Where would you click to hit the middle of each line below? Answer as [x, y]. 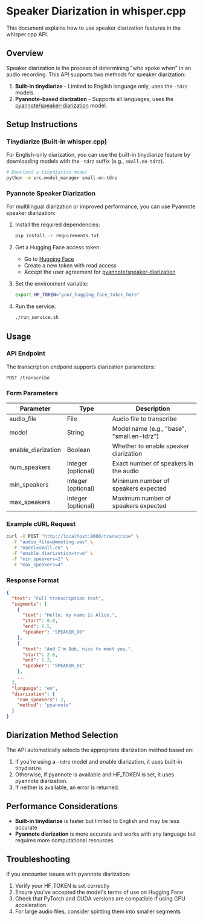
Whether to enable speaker [150, 446]
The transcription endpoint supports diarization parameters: [81, 367]
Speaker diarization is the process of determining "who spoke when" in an [99, 68]
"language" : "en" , [35, 688]
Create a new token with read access [70, 266]
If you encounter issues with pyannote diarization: [69, 874]
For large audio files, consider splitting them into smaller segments [98, 911]
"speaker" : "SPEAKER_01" [53, 666]
